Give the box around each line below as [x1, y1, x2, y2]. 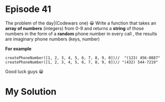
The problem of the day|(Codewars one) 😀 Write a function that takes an [5, 20, 156, 26]
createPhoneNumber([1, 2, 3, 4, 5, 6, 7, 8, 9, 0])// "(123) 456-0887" [5, 55, 160, 60]
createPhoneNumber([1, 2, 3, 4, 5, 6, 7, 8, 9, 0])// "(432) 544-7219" [5, 59, 158, 64]
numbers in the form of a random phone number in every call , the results [5, 30, 157, 36]
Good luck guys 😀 [5, 68, 44, 74]
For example [5, 45, 32, 51]
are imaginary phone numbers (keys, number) [5, 36, 100, 42]
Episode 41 [5, 3, 52, 15]
